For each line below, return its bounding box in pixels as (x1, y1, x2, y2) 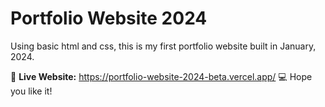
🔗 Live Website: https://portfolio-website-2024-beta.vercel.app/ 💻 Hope (10, 70, 313, 82)
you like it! (10, 85, 53, 97)
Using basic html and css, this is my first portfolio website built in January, (10, 40, 317, 52)
